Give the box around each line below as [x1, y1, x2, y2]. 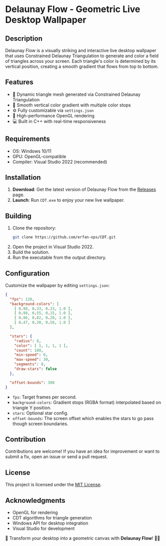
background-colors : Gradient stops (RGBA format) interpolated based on [12, 399, 161, 405]
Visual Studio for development [12, 525, 75, 531]
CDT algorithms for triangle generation [12, 515, 92, 520]
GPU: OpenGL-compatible [12, 153, 66, 159]
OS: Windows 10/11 [12, 148, 51, 154]
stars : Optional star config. [12, 410, 68, 416]
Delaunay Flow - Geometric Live [5, 4, 140, 15]
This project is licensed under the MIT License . [5, 482, 102, 488]
